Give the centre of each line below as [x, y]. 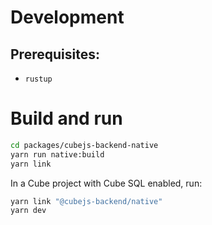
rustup [38, 79]
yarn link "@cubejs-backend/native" [86, 201]
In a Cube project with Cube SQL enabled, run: [106, 183]
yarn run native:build [57, 154]
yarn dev [28, 211]
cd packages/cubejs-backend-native [84, 145]
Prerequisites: [55, 54]
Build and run [66, 118]
